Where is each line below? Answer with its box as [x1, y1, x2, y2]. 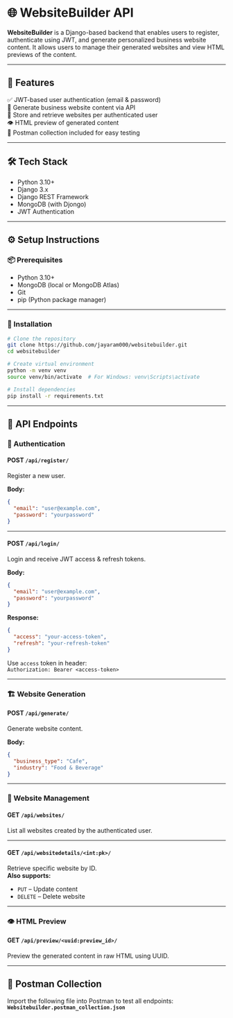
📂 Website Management [7, 793, 90, 803]
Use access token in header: [7, 659, 87, 667]
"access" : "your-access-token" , [13, 634, 107, 641]
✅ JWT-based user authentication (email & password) [7, 95, 162, 103]
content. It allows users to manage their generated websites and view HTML [7, 43, 225, 51]
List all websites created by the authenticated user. [7, 826, 153, 834]
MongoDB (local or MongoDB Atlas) [17, 281, 120, 289]
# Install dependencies [7, 386, 76, 393]
